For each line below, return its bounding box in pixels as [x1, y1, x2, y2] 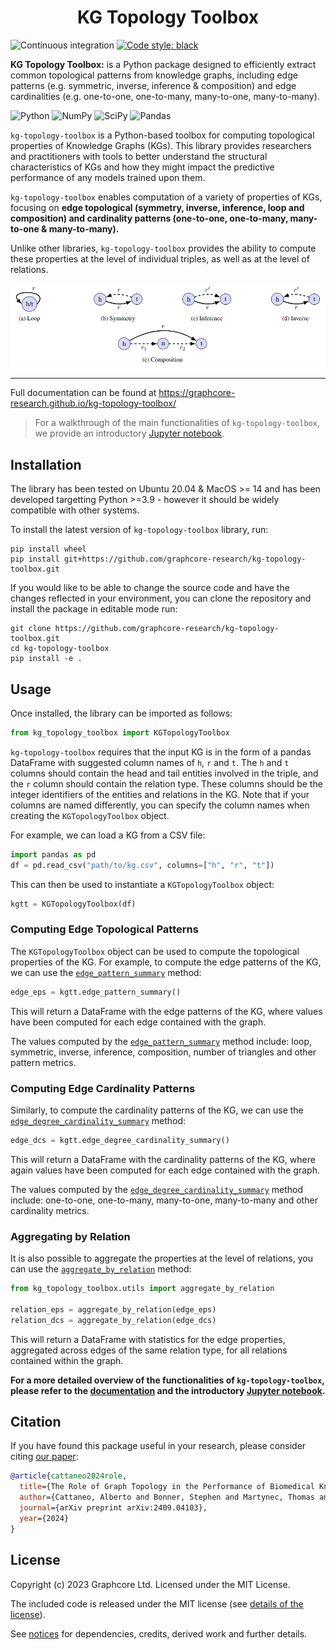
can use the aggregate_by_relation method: [10, 1263, 192, 1275]
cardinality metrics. [10, 1204, 90, 1216]
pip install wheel [10, 544, 87, 555]
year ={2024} [19, 1513, 70, 1523]
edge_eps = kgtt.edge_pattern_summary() [10, 987, 182, 997]
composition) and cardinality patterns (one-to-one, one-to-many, [10, 212, 289, 224]
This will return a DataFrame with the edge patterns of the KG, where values [10, 1005, 323, 1017]
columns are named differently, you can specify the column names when [10, 799, 310, 811]
